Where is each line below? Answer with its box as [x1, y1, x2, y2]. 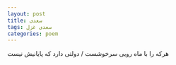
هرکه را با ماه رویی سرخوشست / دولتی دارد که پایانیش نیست [7, 49, 170, 58]
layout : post [7, 10, 46, 18]
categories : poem [7, 30, 59, 37]
